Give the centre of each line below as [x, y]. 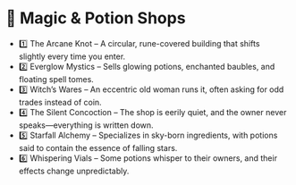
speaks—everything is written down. [86, 125]
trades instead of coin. [60, 102]
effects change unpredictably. [74, 171]
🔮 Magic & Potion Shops [96, 18]
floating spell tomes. [56, 79]
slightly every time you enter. [72, 56]
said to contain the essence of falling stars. [98, 147]
